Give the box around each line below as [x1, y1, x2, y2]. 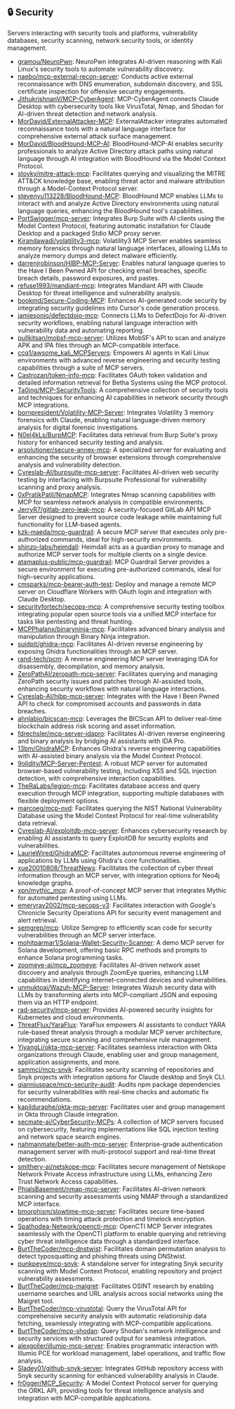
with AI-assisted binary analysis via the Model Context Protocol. [17, 751, 203, 760]
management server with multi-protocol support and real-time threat [17, 1147, 216, 1155]
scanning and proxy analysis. [17, 483, 102, 491]
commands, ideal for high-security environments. [50, 535, 194, 543]
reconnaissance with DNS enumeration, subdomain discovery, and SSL [17, 79, 223, 88]
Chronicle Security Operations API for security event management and [17, 908, 222, 916]
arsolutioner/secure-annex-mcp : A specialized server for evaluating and [17, 446, 227, 454]
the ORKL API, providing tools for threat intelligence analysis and [17, 1386, 205, 1394]
